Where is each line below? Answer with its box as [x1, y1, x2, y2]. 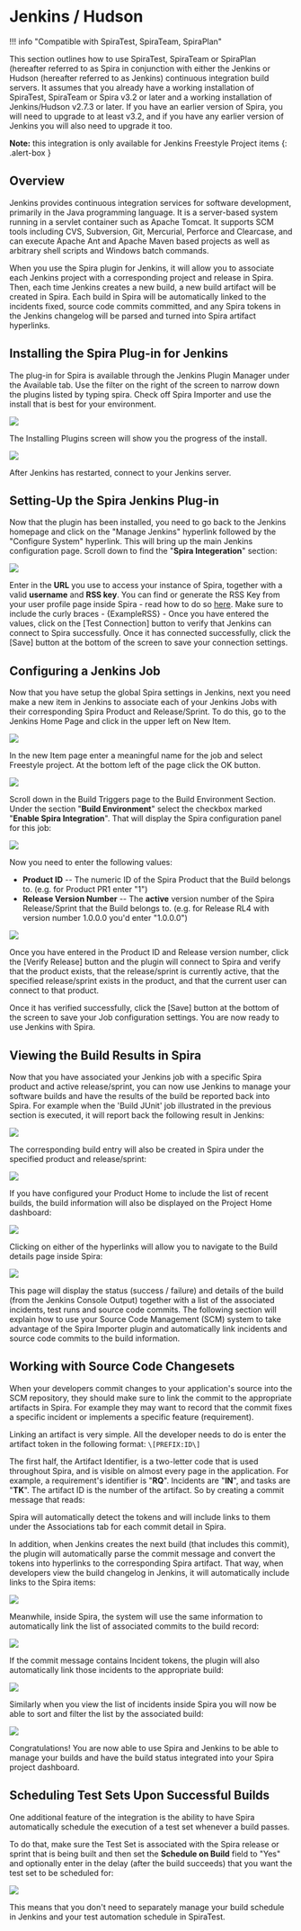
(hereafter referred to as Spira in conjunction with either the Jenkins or [9, 63, 271, 74]
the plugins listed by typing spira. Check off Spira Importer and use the [9, 389, 272, 399]
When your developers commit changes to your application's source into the [9, 1382, 293, 1393]
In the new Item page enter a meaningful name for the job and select [9, 750, 263, 761]
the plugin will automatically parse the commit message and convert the [9, 1548, 276, 1559]
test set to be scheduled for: [9, 1867, 114, 1878]
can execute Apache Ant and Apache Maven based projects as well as [9, 236, 270, 246]
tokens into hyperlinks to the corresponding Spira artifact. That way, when [9, 1558, 284, 1569]
